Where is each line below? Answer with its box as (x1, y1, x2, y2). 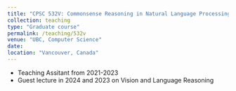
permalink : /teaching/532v (7, 29, 86, 37)
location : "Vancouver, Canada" (7, 50, 99, 57)
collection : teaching (7, 17, 71, 24)
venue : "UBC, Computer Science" (7, 36, 102, 43)
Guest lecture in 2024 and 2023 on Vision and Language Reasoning (17, 76, 214, 84)
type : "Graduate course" (7, 23, 80, 30)
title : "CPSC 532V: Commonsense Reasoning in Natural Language (7, 10, 197, 17)
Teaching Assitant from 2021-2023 (17, 68, 119, 77)
